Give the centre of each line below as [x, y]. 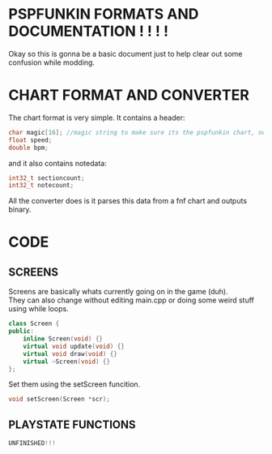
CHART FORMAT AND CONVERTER [129, 95]
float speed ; [30, 140]
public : [21, 332]
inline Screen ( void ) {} [63, 339]
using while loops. [38, 309]
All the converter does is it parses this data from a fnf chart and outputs [128, 201]
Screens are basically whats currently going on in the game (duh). [118, 292]
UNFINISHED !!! [32, 443]
